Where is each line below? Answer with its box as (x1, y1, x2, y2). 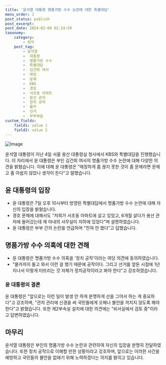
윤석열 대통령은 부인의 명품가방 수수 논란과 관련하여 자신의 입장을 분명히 (5, 342, 144, 348)
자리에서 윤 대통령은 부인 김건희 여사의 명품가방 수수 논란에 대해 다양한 (16, 158, 153, 164)
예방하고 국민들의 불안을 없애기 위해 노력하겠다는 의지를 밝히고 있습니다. (5, 355, 144, 361)
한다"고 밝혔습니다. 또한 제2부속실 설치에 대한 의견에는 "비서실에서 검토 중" (5, 306, 150, 312)
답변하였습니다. (10, 312, 40, 318)
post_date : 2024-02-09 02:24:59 (5, 26, 72, 31)
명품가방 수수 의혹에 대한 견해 (5, 241, 90, 249)
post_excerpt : (5, 21, 35, 26)
